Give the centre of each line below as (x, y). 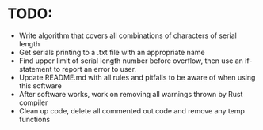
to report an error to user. (95, 69)
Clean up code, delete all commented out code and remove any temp (131, 110)
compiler (33, 102)
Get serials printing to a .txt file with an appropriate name (112, 52)
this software (40, 85)
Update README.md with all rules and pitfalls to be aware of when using (137, 77)
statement (35, 69)
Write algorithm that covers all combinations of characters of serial (128, 35)
